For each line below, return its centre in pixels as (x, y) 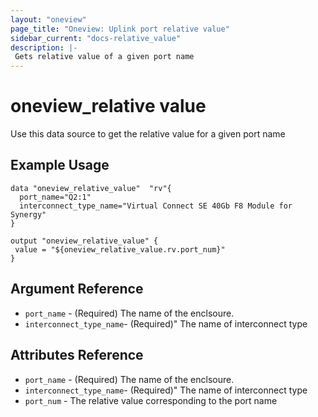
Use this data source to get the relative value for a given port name (148, 134)
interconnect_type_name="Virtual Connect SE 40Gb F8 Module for (156, 206)
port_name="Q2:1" (55, 197)
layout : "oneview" (48, 19)
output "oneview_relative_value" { (84, 241)
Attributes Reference (77, 355)
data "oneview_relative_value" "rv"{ (91, 188)
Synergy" (28, 214)
